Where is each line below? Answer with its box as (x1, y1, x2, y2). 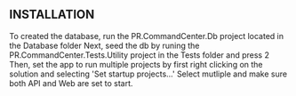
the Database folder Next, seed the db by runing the (9, 40, 200, 51)
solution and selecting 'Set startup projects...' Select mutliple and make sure (9, 68, 287, 79)
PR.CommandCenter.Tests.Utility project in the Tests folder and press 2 (9, 49, 269, 60)
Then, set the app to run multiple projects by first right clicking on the (9, 59, 264, 69)
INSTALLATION (9, 7, 95, 22)
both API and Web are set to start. (9, 77, 133, 88)
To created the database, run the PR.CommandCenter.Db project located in (9, 30, 284, 41)
